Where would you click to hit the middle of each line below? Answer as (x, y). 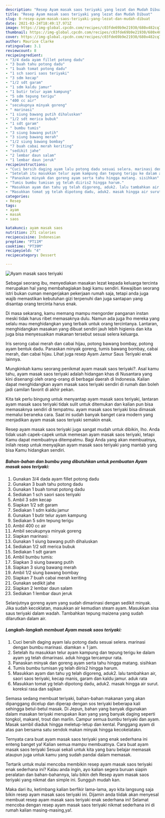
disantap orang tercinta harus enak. (41, 304)
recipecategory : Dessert (31, 255)
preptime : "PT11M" (24, 241)
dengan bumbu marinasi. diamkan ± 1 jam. (55, 647)
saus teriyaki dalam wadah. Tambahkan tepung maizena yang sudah (74, 613)
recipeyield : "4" (23, 251)
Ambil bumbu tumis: (33, 557)
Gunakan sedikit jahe (34, 583)
